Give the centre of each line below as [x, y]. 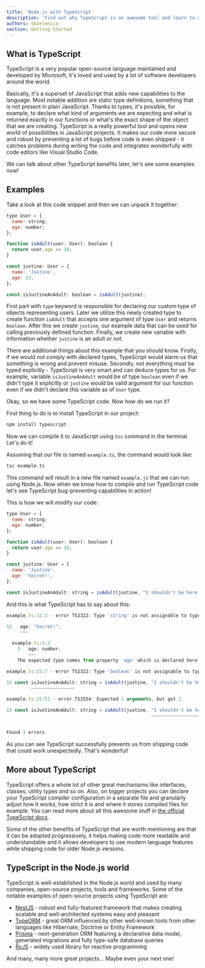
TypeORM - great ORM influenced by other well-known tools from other [105, 920]
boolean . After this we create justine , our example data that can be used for [102, 326]
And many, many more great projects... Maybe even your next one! [90, 958]
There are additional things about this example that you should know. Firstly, [102, 350]
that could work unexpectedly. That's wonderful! [67, 751]
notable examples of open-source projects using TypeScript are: [88, 896]
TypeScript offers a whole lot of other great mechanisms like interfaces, [96, 784]
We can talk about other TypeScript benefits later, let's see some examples [101, 164]
